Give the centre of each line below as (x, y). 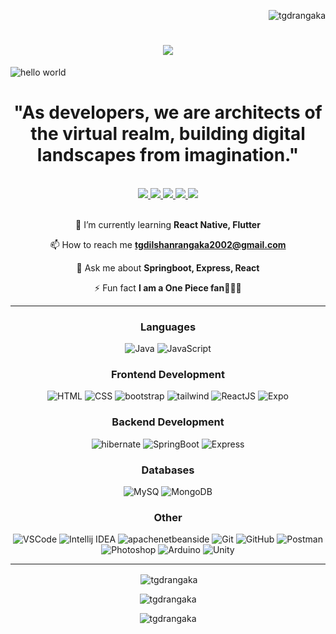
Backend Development (168, 422)
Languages (168, 327)
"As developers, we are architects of (168, 112)
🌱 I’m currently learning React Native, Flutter (168, 224)
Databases (168, 470)
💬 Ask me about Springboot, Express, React (168, 267)
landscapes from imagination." (168, 155)
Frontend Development (168, 375)
